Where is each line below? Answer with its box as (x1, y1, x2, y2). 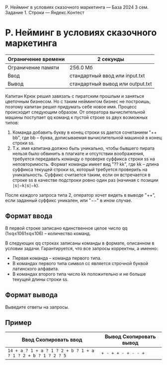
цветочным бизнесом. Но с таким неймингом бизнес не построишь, (5, 98, 151, 104)
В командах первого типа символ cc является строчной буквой (12, 260, 148, 266)
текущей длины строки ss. (12, 276, 69, 282)
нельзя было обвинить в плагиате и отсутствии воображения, (12, 150, 145, 156)
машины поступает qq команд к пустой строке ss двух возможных (5, 114, 148, 120)
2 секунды (97, 55, 124, 62)
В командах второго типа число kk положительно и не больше (12, 271, 146, 277)
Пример (5, 318, 32, 327)
